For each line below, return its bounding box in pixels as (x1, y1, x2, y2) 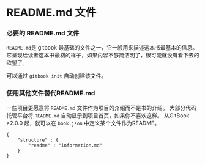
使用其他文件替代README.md (6, 89, 95, 98)
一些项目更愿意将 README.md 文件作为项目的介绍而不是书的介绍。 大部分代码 (6, 104, 197, 111)
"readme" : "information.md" (28, 142, 103, 148)
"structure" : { (17, 137, 59, 143)
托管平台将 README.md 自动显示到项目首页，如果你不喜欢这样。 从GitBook (6, 111, 190, 119)
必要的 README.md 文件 (6, 29, 80, 37)
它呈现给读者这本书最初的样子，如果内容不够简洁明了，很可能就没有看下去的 (6, 51, 199, 59)
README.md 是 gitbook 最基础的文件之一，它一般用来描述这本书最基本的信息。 (6, 44, 198, 51)
